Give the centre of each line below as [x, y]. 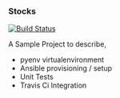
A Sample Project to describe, [57, 44]
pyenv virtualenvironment [62, 60]
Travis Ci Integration [53, 85]
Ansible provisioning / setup [66, 68]
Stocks [22, 11]
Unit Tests [36, 77]
